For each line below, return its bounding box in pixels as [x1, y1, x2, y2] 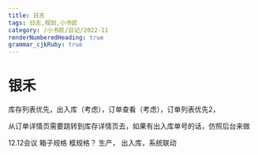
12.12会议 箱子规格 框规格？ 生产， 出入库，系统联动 [8, 138, 178, 148]
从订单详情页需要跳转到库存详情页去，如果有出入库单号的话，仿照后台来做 [8, 121, 250, 131]
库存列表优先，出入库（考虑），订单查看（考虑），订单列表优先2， [8, 105, 220, 114]
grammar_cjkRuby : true [8, 41, 83, 49]
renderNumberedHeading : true [8, 33, 104, 42]
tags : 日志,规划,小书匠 [8, 19, 78, 27]
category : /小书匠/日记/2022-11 [8, 26, 109, 34]
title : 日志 [8, 11, 45, 20]
